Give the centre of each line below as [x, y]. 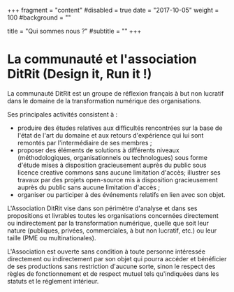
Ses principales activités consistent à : [63, 114]
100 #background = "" [39, 17]
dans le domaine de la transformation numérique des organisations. [104, 101]
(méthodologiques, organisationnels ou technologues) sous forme [112, 157]
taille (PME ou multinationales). [52, 238]
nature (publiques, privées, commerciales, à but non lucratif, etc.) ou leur [112, 231]
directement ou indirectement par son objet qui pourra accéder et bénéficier [117, 258]
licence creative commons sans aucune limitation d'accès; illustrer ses [119, 172]
